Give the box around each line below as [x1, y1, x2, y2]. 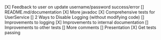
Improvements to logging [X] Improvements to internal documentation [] [4, 19, 149, 25]
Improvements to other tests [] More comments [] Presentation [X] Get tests [4, 25, 157, 30]
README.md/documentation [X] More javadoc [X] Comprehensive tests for [4, 9, 155, 15]
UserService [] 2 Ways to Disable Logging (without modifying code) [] [4, 14, 144, 20]
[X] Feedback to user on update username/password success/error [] [4, 4, 144, 10]
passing [4, 30, 20, 35]
